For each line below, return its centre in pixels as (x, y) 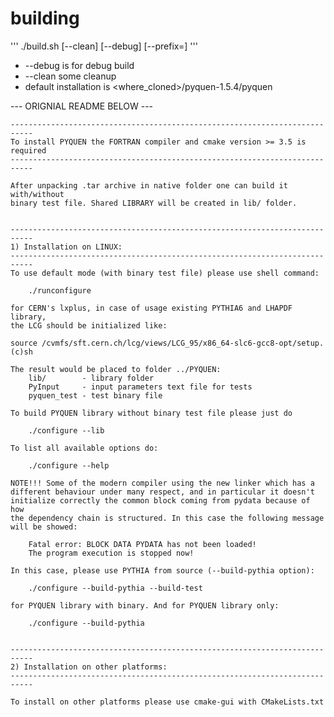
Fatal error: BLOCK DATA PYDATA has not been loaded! (142, 544)
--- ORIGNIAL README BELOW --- (82, 106)
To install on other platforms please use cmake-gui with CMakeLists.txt (167, 702)
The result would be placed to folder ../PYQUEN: (116, 369)
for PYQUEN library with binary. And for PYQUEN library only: (145, 605)
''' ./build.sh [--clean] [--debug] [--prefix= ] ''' (104, 46)
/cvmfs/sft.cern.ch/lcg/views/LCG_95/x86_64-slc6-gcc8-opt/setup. (183, 343)
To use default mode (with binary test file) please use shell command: (165, 273)
